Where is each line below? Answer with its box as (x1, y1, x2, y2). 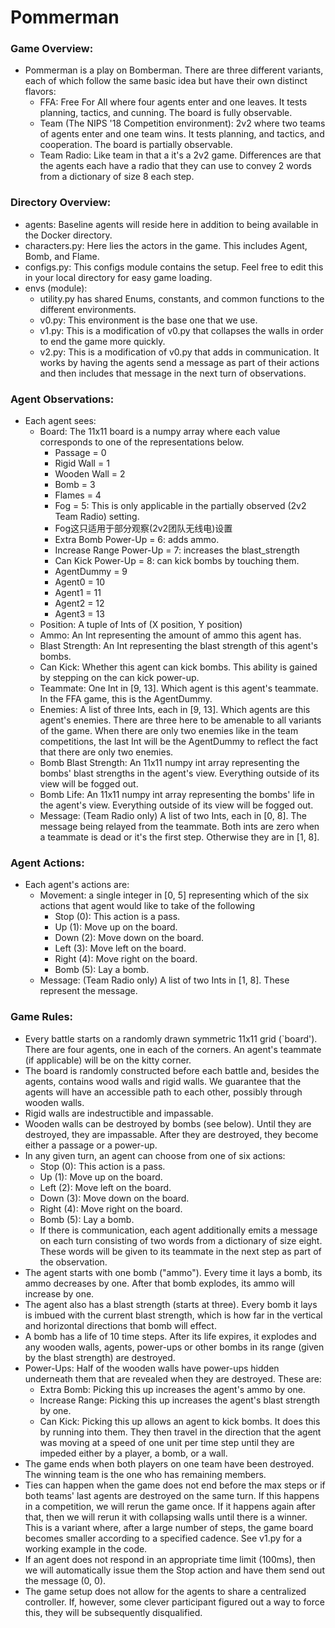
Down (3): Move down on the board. (39, 1192, 190, 1204)
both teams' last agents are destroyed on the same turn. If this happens (24, 1489, 320, 1501)
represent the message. (39, 985, 138, 997)
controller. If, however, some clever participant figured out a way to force (24, 1596, 325, 1608)
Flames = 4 (54, 489, 102, 501)
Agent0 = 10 (54, 576, 106, 588)
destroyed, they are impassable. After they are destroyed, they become (24, 1128, 319, 1140)
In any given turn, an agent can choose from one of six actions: (24, 1149, 286, 1161)
